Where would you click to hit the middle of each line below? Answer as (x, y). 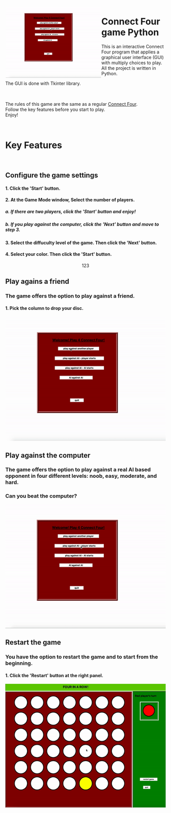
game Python (130, 32)
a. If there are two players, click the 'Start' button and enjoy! (71, 212)
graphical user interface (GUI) (133, 57)
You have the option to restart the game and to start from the (82, 657)
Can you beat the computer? (41, 496)
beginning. (19, 663)
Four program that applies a (130, 52)
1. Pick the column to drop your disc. (45, 308)
